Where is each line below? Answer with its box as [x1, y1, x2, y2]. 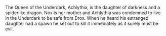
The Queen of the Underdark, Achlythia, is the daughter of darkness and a [5, 5, 160, 10]
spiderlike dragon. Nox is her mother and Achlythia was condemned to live [5, 10, 161, 16]
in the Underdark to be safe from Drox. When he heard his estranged [5, 15, 149, 21]
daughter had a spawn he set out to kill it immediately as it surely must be [5, 20, 158, 26]
